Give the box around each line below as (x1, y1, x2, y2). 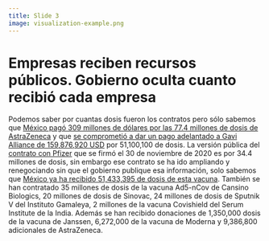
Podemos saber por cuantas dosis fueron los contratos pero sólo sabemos (8, 114, 256, 125)
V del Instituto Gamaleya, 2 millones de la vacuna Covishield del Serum (8, 200, 244, 210)
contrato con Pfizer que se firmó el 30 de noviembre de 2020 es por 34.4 (8, 149, 252, 158)
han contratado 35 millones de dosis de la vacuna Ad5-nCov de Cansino (8, 182, 250, 193)
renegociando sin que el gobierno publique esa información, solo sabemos (8, 165, 257, 175)
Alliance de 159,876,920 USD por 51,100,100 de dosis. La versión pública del (8, 140, 260, 149)
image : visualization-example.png (8, 19, 125, 27)
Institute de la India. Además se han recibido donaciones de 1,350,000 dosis (8, 208, 261, 218)
